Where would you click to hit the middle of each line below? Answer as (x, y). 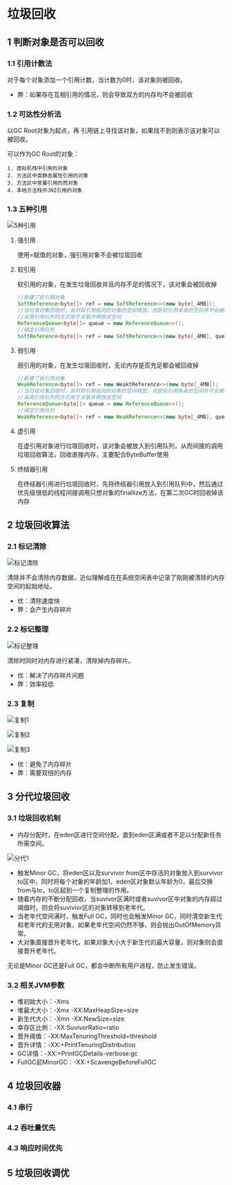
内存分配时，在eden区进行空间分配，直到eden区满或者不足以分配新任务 (119, 834)
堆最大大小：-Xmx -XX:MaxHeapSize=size (78, 1010)
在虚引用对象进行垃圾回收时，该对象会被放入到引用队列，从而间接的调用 (120, 446)
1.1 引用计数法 (30, 63)
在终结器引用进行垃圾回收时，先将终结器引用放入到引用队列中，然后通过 (120, 484)
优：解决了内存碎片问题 (50, 675)
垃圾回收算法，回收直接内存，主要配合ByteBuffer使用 (93, 454)
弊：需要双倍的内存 (45, 773)
